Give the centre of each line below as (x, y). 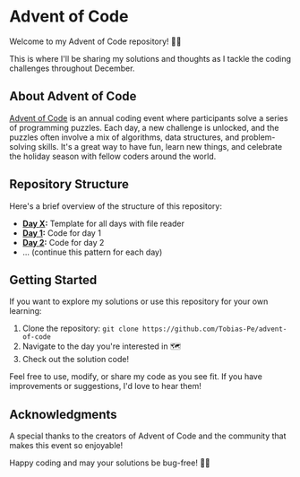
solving (23, 146)
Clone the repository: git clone (80, 328)
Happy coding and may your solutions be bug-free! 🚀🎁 (110, 463)
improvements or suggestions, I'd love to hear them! (105, 386)
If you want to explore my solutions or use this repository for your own (139, 301)
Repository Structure (69, 184)
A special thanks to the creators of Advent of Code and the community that (148, 436)
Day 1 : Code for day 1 (61, 233)
